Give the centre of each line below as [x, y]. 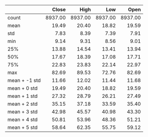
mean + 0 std [23, 88]
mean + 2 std [23, 104]
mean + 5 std [23, 127]
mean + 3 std [23, 112]
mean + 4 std [23, 119]
